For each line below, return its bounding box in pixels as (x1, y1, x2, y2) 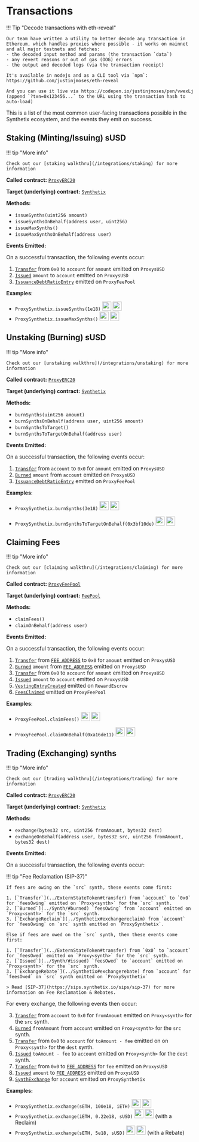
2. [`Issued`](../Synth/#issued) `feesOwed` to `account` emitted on (6, 958, 183, 964)
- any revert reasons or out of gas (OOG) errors (6, 56, 133, 62)
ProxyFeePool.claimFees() (14, 717, 79, 723)
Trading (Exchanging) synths (6, 748, 117, 759)
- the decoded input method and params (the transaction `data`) (6, 51, 172, 58)
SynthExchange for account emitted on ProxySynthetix (14, 1075, 145, 1083)
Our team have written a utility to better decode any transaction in (6, 35, 186, 41)
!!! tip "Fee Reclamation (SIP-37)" (6, 873, 88, 880)
